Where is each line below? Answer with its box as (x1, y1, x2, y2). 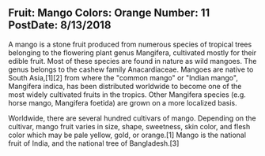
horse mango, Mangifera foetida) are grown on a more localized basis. (8, 98, 237, 107)
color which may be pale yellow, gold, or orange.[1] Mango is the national (8, 130, 247, 139)
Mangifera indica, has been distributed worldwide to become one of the (8, 81, 242, 91)
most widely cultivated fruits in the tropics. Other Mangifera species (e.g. (8, 90, 247, 99)
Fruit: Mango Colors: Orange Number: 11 (8, 6, 210, 20)
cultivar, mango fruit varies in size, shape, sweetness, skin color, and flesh (8, 121, 251, 131)
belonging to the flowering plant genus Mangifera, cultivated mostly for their (8, 47, 257, 58)
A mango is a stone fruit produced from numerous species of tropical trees (8, 39, 252, 49)
